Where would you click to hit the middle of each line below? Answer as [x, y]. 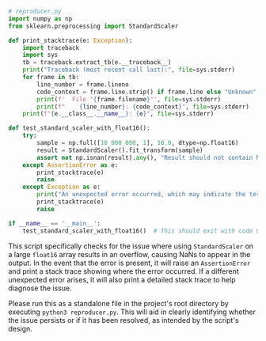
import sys [40, 55]
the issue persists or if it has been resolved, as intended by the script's [123, 320]
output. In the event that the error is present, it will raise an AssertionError [129, 263]
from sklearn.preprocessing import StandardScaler [93, 26]
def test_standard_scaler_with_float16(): [79, 128]
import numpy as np [40, 19]
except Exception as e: [62, 187]
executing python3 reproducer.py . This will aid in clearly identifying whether [132, 312]
